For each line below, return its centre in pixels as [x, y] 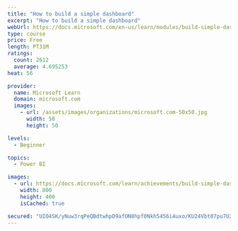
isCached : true [42, 203]
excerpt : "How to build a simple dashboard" [74, 21]
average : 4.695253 [41, 67]
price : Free [25, 40]
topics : [19, 158]
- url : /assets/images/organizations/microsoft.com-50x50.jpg [114, 113]
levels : [19, 138]
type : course [27, 34]
